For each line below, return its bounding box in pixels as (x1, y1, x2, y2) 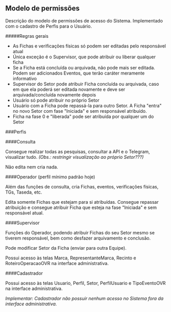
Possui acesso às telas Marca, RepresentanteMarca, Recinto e (5, 255, 136, 261)
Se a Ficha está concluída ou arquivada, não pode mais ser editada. (12, 64, 156, 70)
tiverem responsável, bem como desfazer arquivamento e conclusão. (5, 235, 151, 241)
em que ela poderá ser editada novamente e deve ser (12, 86, 126, 92)
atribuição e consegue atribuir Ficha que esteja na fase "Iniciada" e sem (5, 204, 157, 210)
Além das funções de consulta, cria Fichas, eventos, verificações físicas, (5, 183, 159, 189)
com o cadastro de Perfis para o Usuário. (5, 23, 92, 29)
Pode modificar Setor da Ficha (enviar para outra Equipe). (5, 245, 127, 251)
